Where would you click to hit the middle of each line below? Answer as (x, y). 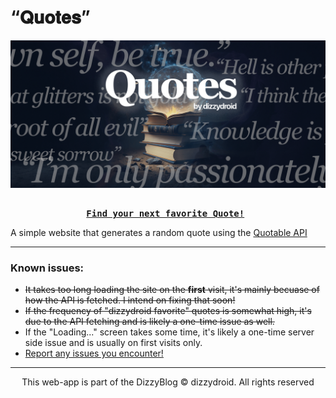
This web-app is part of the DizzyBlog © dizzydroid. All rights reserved (168, 382)
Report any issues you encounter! (94, 353)
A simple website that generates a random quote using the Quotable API (159, 233)
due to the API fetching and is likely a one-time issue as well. (149, 322)
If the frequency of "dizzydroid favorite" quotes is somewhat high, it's (168, 311)
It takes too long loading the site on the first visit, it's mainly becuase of (172, 290)
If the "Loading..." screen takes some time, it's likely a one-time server (169, 332)
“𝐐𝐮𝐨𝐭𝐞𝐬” (50, 17)
